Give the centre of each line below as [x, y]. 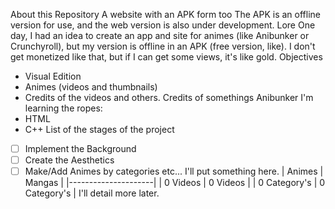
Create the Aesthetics [69, 160]
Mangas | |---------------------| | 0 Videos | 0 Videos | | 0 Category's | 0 [175, 183]
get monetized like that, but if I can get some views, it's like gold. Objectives [166, 57]
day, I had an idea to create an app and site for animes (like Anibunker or [160, 35]
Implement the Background [80, 148]
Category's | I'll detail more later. [92, 193]
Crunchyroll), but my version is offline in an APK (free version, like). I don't [163, 46]
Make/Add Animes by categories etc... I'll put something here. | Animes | [174, 171]
